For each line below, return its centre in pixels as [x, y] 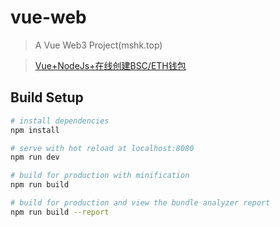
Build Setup [47, 97]
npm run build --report [60, 212]
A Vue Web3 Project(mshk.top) [98, 45]
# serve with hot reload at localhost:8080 [102, 148]
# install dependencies [60, 121]
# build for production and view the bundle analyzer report [140, 203]
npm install [35, 130]
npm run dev [35, 157]
